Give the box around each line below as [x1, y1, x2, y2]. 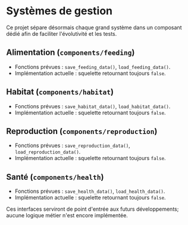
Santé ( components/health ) [6, 171, 104, 182]
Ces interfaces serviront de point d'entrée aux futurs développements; [6, 205, 179, 212]
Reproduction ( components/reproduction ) [6, 126, 158, 136]
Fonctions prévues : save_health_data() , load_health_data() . [14, 187, 165, 195]
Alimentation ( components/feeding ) [6, 48, 135, 58]
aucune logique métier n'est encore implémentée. [6, 212, 128, 219]
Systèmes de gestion [6, 4, 113, 18]
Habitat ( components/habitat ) [6, 87, 114, 97]
